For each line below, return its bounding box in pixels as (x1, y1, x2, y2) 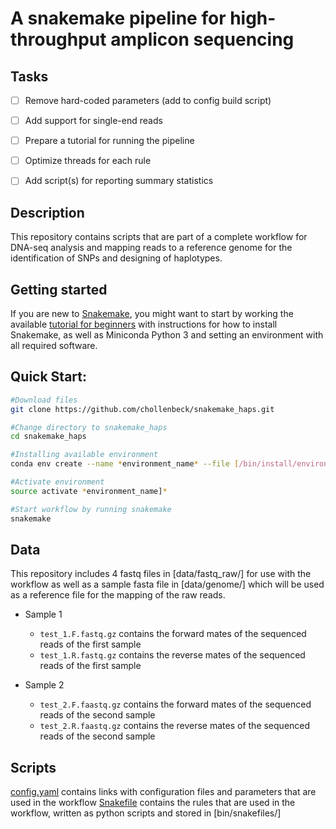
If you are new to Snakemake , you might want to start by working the (10, 307, 294, 319)
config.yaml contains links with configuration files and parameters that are (10, 786, 317, 798)
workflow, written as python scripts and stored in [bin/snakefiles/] (10, 807, 282, 819)
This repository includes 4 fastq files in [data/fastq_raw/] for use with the (10, 568, 312, 580)
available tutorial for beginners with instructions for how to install (10, 318, 278, 330)
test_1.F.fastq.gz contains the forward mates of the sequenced (39, 628, 307, 640)
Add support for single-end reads (24, 115, 163, 127)
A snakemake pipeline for (10, 7, 227, 30)
